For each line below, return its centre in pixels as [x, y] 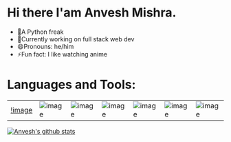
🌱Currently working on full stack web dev [76, 39]
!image [22, 110]
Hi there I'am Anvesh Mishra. [92, 13]
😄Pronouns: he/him [45, 46]
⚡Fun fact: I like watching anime [62, 54]
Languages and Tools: [71, 85]
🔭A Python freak [40, 32]
